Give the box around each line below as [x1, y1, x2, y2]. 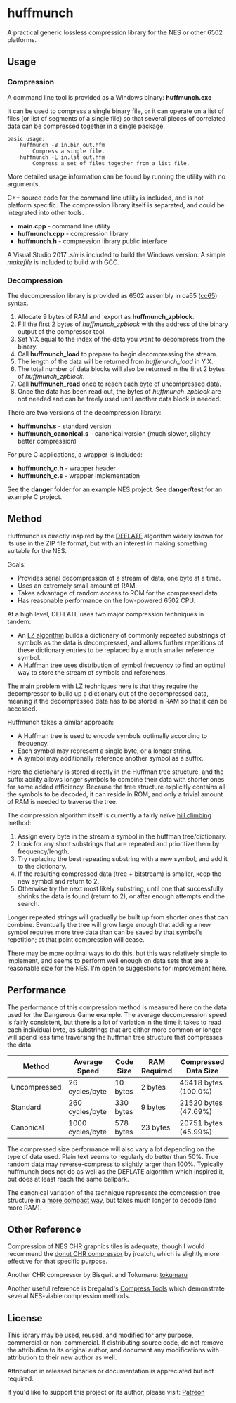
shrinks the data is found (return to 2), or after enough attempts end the [17, 891, 225, 900]
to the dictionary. [17, 862, 67, 870]
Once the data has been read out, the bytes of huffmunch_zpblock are [17, 387, 221, 395]
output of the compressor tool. [17, 327, 107, 335]
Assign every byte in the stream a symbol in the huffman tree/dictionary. [17, 832, 227, 841]
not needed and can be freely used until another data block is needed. [17, 394, 221, 403]
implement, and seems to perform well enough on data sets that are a [7, 956, 209, 964]
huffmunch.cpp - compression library [17, 229, 129, 238]
